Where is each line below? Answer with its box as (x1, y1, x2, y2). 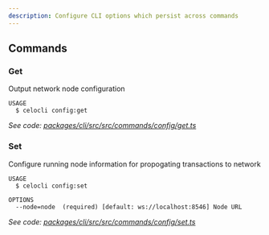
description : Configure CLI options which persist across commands (8, 11, 239, 20)
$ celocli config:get (15, 106, 88, 115)
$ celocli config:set (15, 182, 88, 190)
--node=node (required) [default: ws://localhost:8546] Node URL (15, 203, 243, 211)
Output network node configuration (8, 84, 126, 93)
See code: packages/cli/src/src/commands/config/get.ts (8, 121, 197, 130)
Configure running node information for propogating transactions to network (8, 159, 261, 169)
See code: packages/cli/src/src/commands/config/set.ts (8, 216, 196, 226)
